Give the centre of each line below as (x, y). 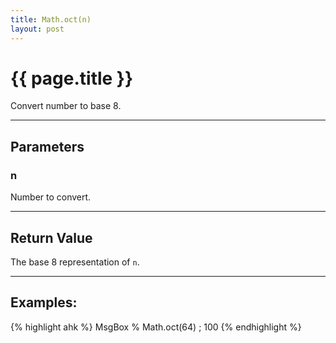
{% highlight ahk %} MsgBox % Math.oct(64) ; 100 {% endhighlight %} (156, 327)
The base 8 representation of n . (75, 262)
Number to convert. (51, 197)
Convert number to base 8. (66, 106)
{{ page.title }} (72, 78)
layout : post (37, 29)
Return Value (51, 237)
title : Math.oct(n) (51, 19)
